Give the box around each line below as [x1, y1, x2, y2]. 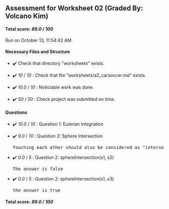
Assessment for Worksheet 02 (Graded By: [5, 4, 143, 13]
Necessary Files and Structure [5, 49, 70, 55]
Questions [5, 109, 28, 115]
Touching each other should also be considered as [12, 145, 140, 150]
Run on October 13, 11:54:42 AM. [5, 37, 73, 43]
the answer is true [12, 187, 61, 193]
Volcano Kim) [5, 12, 49, 21]
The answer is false [12, 166, 63, 172]
